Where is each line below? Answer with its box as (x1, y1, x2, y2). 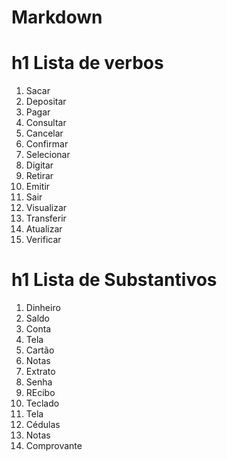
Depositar (25, 96, 67, 108)
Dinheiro (25, 302, 61, 314)
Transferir (25, 212, 67, 225)
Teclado (25, 397, 60, 410)
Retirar (25, 170, 54, 182)
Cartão (25, 344, 55, 356)
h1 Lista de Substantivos (11, 269, 218, 291)
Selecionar (25, 149, 71, 161)
